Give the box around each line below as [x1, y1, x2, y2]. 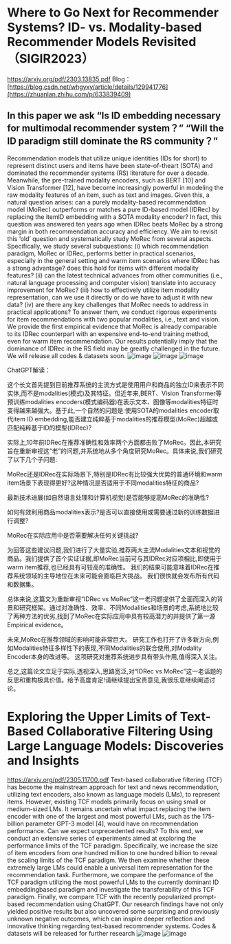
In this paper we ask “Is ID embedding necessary [7, 110, 221, 122]
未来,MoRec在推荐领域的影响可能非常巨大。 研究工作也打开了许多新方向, [7, 635, 213, 643]
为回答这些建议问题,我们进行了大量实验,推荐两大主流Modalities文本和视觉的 [7, 545, 221, 554]
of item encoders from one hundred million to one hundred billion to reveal [7, 848, 218, 857]
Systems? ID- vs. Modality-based [7, 19, 202, 35]
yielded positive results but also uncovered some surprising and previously [7, 907, 220, 915]
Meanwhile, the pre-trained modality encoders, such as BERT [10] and [7, 176, 206, 184]
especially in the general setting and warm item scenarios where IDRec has [7, 256, 220, 264]
